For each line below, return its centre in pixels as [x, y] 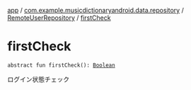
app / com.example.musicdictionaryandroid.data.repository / [95, 10]
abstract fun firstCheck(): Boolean [61, 65]
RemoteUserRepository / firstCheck [59, 18]
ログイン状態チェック [38, 79]
